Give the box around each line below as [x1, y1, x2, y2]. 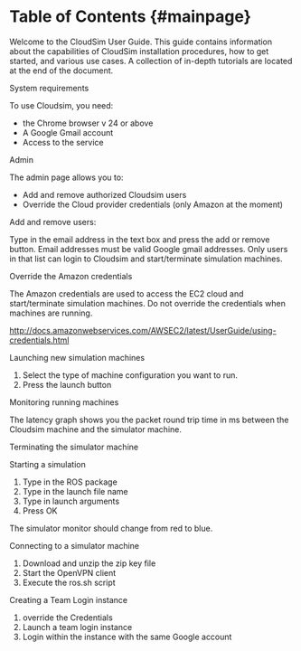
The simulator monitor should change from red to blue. [9, 523, 213, 533]
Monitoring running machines [9, 396, 119, 408]
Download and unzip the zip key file [22, 558, 156, 569]
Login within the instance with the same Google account [22, 631, 232, 642]
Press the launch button [22, 379, 112, 390]
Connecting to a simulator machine [9, 540, 140, 551]
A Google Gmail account [22, 127, 114, 137]
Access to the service [22, 137, 104, 147]
